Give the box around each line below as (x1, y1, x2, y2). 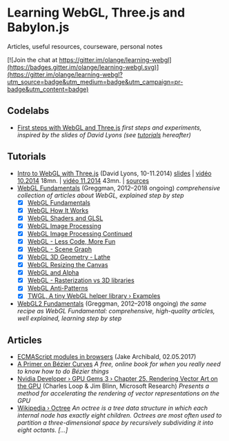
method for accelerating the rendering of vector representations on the (17, 389, 219, 398)
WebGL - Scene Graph (27, 245, 92, 253)
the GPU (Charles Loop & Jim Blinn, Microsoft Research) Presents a (17, 382, 210, 391)
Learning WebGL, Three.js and (7, 5, 186, 21)
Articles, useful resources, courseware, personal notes (7, 42, 163, 50)
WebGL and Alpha (27, 268, 79, 277)
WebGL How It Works (27, 206, 89, 215)
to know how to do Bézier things (17, 367, 109, 375)
